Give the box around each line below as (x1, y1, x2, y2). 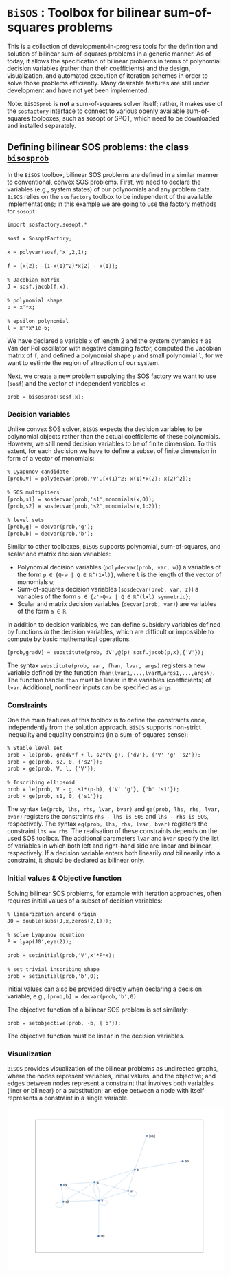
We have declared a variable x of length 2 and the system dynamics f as (7, 336, 212, 345)
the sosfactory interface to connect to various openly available (7, 107, 185, 115)
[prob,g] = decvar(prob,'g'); (7, 523, 94, 531)
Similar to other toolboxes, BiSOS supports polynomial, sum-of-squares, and (7, 543, 221, 551)
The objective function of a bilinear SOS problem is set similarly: (7, 1005, 189, 1014)
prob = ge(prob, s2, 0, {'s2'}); (7, 759, 103, 766)
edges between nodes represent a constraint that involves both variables (7, 1079, 214, 1087)
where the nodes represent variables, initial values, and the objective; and (7, 1071, 216, 1080)
